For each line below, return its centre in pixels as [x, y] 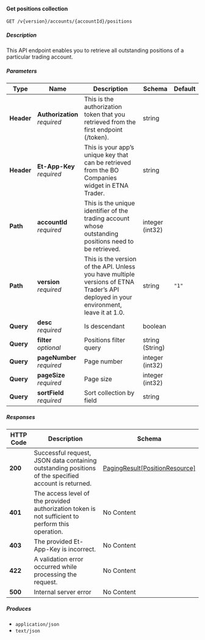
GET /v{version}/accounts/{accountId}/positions [69, 21]
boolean [154, 326]
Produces [19, 608]
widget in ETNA [106, 185]
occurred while [56, 567]
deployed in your [108, 297]
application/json [37, 625]
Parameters [22, 71]
